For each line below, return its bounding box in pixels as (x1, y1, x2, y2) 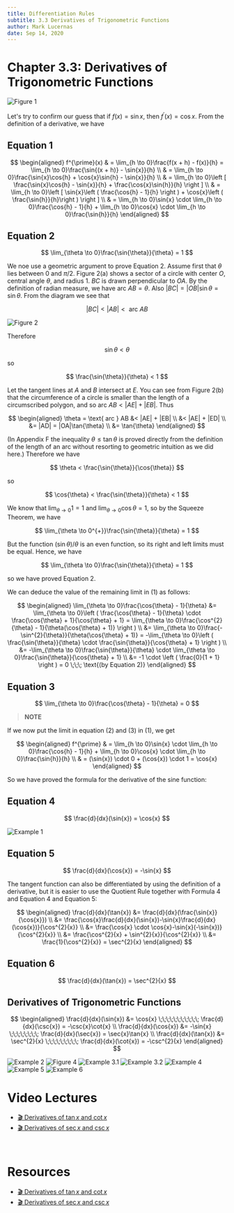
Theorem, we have (7, 513, 61, 522)
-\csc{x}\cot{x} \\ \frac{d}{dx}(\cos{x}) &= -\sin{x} (67, 1022, 212, 1031)
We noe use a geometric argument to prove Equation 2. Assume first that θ (7, 262, 222, 270)
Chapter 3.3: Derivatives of (7, 60, 168, 75)
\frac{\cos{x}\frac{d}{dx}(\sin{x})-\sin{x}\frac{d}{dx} (63, 915, 216, 923)
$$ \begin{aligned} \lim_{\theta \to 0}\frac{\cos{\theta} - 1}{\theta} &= (17, 602, 217, 610)
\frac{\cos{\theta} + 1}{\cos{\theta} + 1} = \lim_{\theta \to (11, 616, 174, 625)
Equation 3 (7, 680, 56, 693)
